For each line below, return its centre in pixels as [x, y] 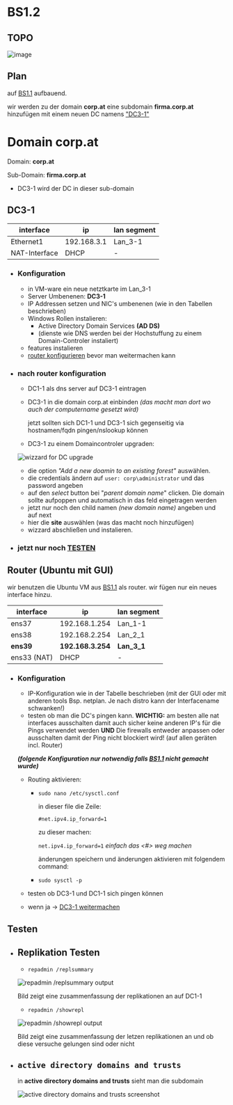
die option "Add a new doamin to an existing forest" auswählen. [119, 471]
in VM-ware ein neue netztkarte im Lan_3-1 [89, 289]
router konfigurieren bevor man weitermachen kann [102, 355]
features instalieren [55, 348]
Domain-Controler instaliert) [78, 340]
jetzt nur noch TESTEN [56, 548]
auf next [40, 515]
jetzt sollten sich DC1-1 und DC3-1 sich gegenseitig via [106, 423]
